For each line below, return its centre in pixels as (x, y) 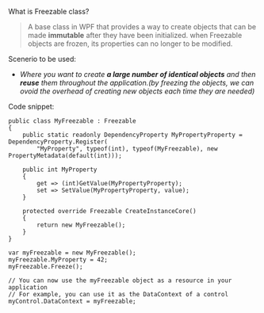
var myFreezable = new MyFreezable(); (72, 253)
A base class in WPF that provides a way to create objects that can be (142, 27)
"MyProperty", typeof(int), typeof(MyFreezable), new (127, 149)
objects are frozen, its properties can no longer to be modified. (130, 44)
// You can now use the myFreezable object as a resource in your (120, 281)
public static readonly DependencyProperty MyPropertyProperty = (133, 135)
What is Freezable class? (49, 11)
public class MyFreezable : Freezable (72, 121)
